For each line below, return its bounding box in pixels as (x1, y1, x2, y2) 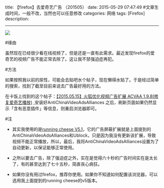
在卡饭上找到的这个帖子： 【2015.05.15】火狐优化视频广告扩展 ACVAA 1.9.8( (5, 93, 155, 99)
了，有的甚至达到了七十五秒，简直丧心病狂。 (12, 161, 102, 167)
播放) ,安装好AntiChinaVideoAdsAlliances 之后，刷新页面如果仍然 (21, 100, 153, 105)
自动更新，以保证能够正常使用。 (12, 145, 77, 150)
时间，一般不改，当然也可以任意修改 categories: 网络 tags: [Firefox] (9, 10, 145, 16)
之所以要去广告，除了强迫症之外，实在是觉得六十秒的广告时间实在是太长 (12, 155, 158, 161)
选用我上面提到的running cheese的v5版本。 (12, 178, 100, 183)
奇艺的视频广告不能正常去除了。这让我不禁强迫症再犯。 (5, 56, 116, 62)
